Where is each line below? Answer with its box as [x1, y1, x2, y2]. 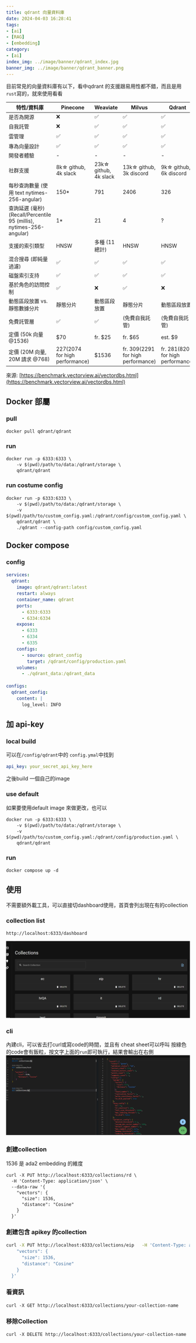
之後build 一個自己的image [6, 775, 70, 782]
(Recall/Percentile [8, 211, 51, 218]
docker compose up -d [6, 867, 59, 873]
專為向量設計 [8, 143, 40, 149]
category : [6, 47, 30, 53]
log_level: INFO [21, 701, 61, 708]
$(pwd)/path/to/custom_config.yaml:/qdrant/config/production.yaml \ [6, 834, 179, 840]
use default [6, 790, 39, 799]
